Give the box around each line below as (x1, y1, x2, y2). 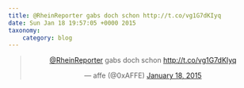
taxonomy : (8, 26, 41, 34)
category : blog (22, 33, 73, 42)
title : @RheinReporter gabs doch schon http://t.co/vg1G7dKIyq (8, 11, 222, 20)
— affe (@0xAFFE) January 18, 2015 (84, 71, 202, 80)
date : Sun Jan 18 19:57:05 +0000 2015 (8, 19, 136, 27)
